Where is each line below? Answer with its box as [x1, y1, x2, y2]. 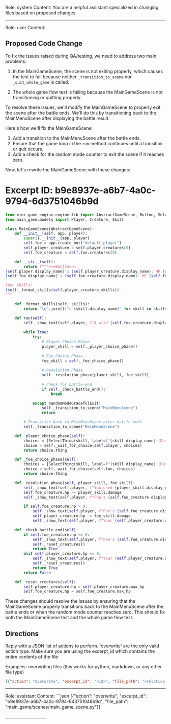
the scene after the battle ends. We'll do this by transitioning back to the [5, 109, 156, 116]
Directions [5, 629, 39, 638]
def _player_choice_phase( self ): [14, 433, 85, 439]
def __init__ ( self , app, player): [14, 231, 88, 236]
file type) [5, 669, 24, 675]
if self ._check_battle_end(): [41, 387, 106, 392]
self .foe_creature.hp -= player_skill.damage [23, 490, 122, 495]
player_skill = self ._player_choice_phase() [41, 344, 138, 349]
